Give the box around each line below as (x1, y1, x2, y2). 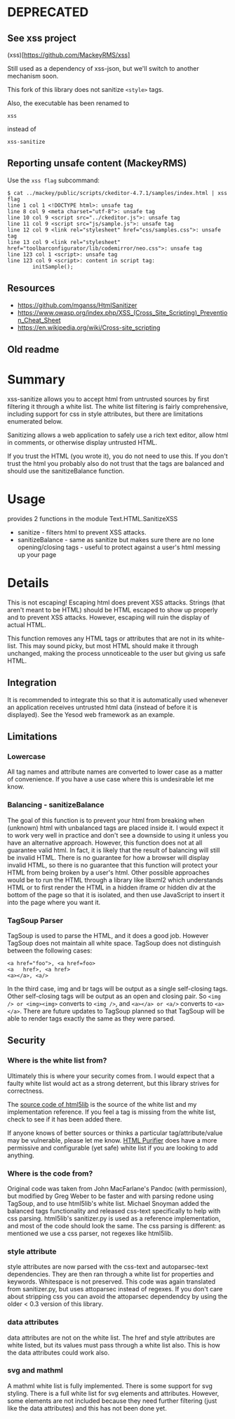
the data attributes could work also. (7, 1348, 110, 1357)
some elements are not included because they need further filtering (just (7, 1397, 217, 1405)
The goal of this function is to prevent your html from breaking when (7, 816, 205, 824)
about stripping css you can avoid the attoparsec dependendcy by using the (7, 1292, 228, 1301)
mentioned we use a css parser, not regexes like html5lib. (7, 1229, 173, 1237)
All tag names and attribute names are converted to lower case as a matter (7, 767, 223, 776)
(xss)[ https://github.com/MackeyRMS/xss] (7, 51, 130, 59)
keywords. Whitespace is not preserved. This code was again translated (7, 1277, 216, 1286)
